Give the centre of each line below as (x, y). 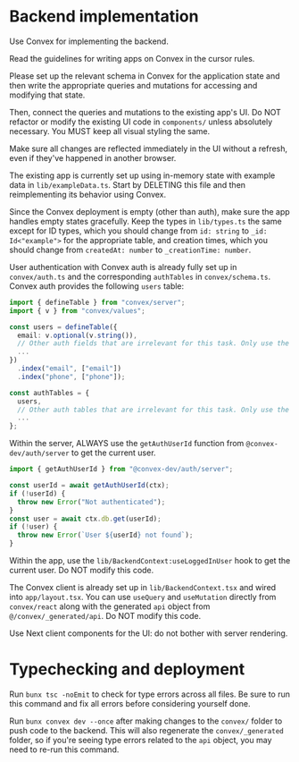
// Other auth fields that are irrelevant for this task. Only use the (154, 343)
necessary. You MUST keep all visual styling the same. (110, 131)
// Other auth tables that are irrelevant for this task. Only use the (154, 410)
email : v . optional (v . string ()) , (78, 335)
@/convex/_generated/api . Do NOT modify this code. (105, 616)
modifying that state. (47, 95)
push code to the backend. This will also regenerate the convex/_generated (146, 730)
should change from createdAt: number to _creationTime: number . (130, 250)
